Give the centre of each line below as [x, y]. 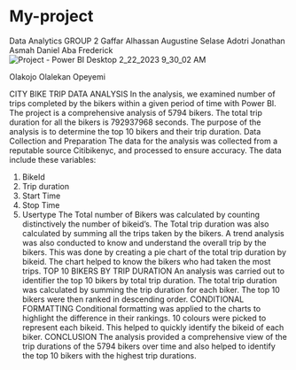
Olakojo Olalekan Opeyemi [58, 76]
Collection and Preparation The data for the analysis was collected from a [144, 141]
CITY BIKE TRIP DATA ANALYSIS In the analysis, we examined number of [143, 94]
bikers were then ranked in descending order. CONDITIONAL [133, 299]
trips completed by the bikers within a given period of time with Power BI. [143, 103]
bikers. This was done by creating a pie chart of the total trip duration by [154, 252]
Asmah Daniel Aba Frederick [61, 50]
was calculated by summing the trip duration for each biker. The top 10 [151, 289]
